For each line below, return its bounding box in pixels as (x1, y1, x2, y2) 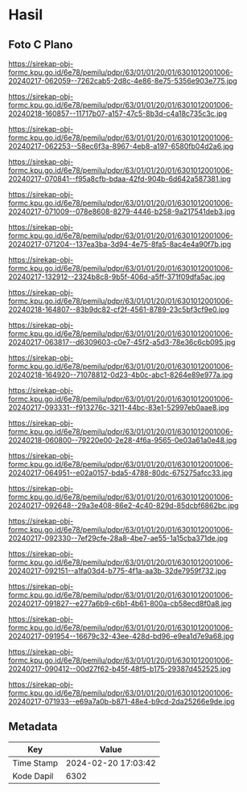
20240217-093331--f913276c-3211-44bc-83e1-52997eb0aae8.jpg (8, 403, 229, 412)
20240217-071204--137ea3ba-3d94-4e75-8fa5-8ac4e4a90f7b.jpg (8, 240, 232, 248)
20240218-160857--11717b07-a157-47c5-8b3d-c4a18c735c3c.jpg (8, 109, 228, 118)
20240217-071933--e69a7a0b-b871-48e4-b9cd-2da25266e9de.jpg (8, 697, 235, 706)
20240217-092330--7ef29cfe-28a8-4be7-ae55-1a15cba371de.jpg (8, 533, 228, 543)
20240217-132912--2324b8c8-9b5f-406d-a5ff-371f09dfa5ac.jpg (8, 272, 225, 281)
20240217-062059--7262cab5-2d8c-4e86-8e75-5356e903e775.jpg (8, 76, 237, 85)
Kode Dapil (12, 770, 54, 782)
